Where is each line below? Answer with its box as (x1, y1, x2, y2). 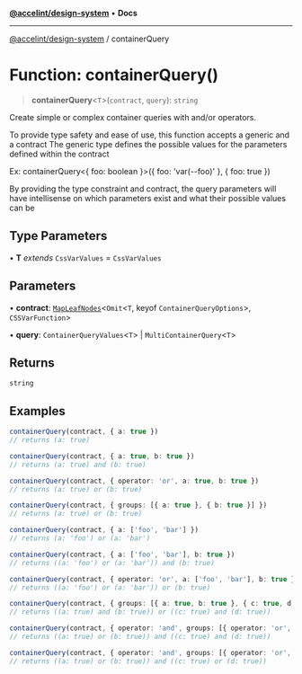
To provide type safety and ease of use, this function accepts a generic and (9, 129, 290, 140)
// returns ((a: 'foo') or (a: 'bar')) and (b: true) (9, 558, 216, 567)
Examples (9, 404, 66, 419)
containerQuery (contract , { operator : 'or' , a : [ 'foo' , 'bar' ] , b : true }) (9, 574, 299, 583)
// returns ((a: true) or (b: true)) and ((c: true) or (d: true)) (9, 656, 268, 666)
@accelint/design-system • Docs (9, 8, 138, 18)
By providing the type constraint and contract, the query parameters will (9, 183, 277, 194)
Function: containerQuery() (9, 65, 218, 85)
